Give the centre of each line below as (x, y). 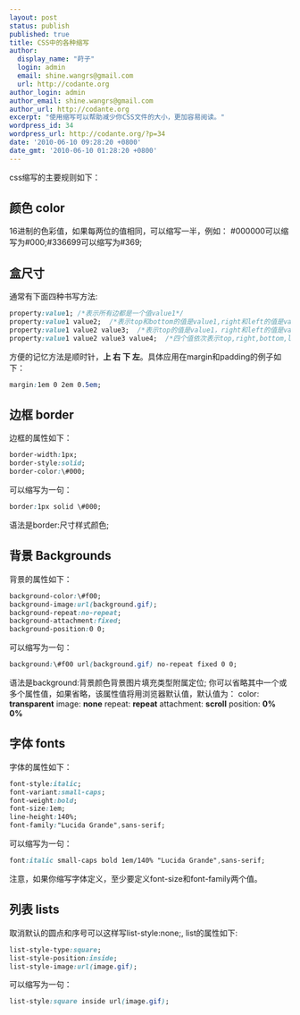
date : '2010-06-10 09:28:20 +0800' (75, 142)
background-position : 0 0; (57, 630)
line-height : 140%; (43, 817)
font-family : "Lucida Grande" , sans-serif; (87, 825)
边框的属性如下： (41, 438)
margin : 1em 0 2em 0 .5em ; (55, 385)
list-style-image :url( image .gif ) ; (74, 967)
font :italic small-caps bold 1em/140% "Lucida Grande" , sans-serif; (137, 861)
